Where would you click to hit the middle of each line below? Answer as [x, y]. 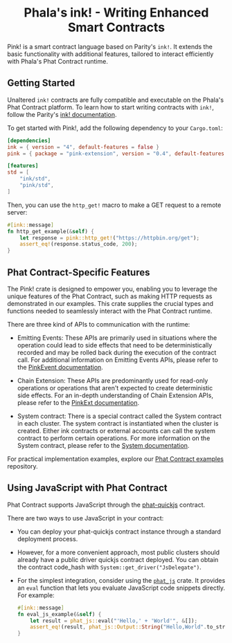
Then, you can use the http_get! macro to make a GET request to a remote [114, 205]
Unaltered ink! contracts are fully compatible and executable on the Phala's [115, 100]
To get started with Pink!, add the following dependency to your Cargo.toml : [115, 128]
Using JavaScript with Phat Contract [87, 488]
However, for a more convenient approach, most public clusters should [118, 552]
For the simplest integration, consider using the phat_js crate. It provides [121, 580]
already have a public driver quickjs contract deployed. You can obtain [118, 559]
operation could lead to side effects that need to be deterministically [115, 345]
